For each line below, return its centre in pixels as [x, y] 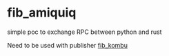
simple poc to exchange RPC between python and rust [84, 32]
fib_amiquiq [42, 13]
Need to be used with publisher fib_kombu [67, 45]
